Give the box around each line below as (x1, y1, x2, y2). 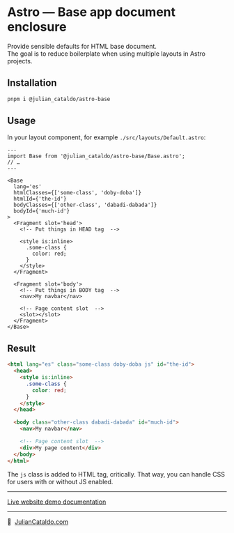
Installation (7, 77, 57, 89)
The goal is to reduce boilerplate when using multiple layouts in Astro (7, 49, 206, 58)
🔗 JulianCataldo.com (7, 517, 68, 526)
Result (7, 342, 36, 354)
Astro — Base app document (7, 4, 176, 20)
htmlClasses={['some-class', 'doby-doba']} (13, 190, 141, 196)
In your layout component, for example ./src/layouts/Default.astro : (7, 133, 206, 141)
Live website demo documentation (7, 497, 107, 506)
